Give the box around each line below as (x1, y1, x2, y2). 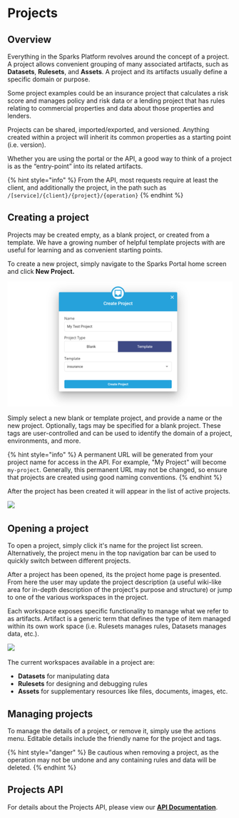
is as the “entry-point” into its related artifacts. (7, 162, 143, 170)
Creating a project (7, 212, 89, 224)
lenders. (7, 112, 32, 120)
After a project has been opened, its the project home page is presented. (7, 571, 221, 579)
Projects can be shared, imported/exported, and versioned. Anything (7, 126, 209, 133)
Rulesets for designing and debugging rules (17, 680, 148, 688)
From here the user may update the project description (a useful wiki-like (7, 578, 222, 586)
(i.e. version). (7, 140, 46, 149)
